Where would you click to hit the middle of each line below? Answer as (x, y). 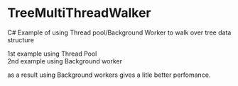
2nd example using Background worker (65, 61)
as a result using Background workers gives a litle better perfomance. (109, 75)
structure (21, 39)
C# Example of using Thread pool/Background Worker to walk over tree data (119, 32)
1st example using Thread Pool (52, 54)
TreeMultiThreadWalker (79, 13)
